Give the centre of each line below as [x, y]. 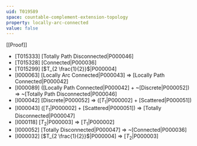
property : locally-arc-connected [47, 22]
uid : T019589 [22, 12]
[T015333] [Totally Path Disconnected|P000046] [74, 56]
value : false [22, 28]
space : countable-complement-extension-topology [67, 17]
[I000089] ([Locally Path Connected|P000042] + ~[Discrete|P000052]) [102, 88]
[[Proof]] [17, 45]
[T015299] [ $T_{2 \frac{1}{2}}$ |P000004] [66, 69]
